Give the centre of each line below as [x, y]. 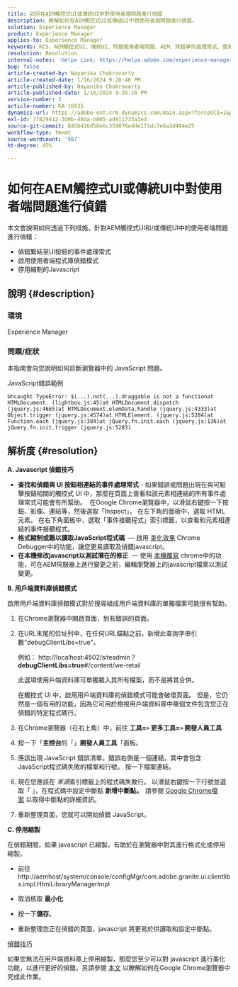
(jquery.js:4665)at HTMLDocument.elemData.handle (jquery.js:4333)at [112, 409]
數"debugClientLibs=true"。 [58, 642]
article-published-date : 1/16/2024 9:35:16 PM [77, 93]
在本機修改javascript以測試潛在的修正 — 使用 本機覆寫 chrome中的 [117, 555]
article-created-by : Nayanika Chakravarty [71, 73]
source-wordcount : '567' [44, 139]
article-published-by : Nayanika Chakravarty [74, 86]
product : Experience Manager [50, 34]
